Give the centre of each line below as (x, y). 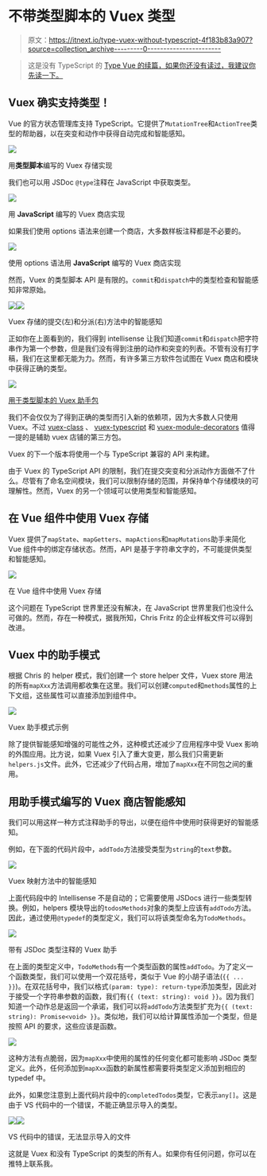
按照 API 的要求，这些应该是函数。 (65, 1026)
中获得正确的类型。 (40, 368)
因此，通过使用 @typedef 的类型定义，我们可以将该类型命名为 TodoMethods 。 (129, 918)
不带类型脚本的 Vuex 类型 (92, 16)
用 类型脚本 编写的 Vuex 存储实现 (60, 165)
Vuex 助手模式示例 (39, 727)
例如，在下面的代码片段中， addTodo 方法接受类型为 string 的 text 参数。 (122, 850)
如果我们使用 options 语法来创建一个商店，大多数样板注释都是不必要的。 (127, 231)
